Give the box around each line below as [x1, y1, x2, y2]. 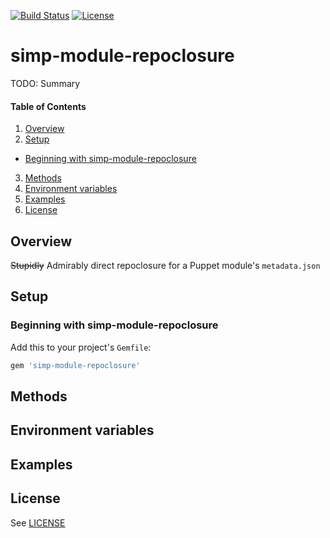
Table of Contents [10, 100, 87, 112]
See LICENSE [10, 516, 66, 529]
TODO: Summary [10, 77, 81, 89]
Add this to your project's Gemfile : [10, 341, 152, 353]
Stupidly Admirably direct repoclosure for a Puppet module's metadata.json [10, 259, 321, 271]
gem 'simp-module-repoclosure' [10, 360, 141, 370]
